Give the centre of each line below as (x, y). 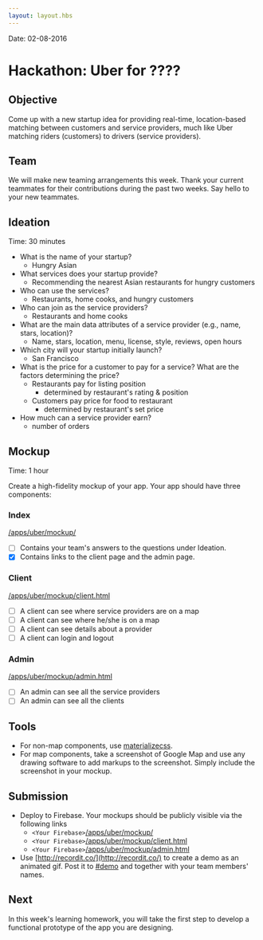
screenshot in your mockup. (66, 771)
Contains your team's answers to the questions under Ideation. (123, 548)
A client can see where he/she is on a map (90, 619)
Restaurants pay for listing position (88, 384)
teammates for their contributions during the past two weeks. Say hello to (129, 189)
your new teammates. (44, 197)
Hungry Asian (54, 265)
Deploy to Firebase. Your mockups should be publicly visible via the (131, 816)
